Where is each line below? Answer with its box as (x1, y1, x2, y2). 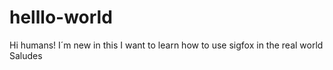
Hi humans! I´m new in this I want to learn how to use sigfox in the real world (9, 39, 324, 51)
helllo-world (9, 6, 113, 29)
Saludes (9, 49, 43, 61)
